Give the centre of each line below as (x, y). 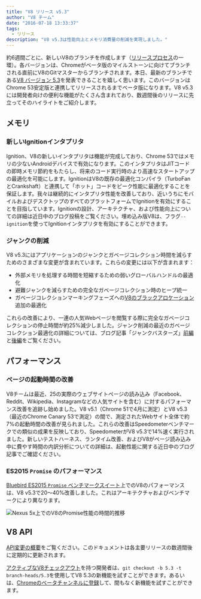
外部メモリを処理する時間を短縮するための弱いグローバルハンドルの (99, 275)
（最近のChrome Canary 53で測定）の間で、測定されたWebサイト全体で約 (98, 416)
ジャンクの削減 (28, 241)
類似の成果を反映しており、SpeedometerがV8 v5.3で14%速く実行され (108, 431)
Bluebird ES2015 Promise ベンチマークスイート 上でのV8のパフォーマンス (95, 485)
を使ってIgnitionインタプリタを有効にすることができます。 (99, 223)
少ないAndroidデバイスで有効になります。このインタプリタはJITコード (103, 163)
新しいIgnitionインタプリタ (45, 142)
